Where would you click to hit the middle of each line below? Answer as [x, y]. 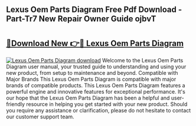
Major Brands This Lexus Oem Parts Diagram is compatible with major [91, 79]
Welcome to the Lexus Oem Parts [143, 60]
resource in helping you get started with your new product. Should [107, 104]
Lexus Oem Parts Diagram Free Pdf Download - [94, 10]
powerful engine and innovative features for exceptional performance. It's [96, 92]
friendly [16, 104]
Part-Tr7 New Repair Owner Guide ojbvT [81, 19]
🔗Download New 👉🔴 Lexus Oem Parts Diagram [95, 43]
